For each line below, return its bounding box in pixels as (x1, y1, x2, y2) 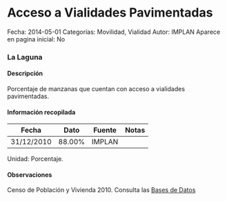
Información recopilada (7, 108, 76, 116)
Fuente (92, 126, 117, 135)
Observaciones (7, 171, 52, 179)
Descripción (7, 69, 43, 77)
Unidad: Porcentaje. (7, 155, 63, 163)
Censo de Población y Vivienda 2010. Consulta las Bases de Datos (7, 186, 196, 194)
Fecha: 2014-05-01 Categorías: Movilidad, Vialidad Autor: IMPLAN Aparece (7, 28, 221, 36)
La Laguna (7, 52, 43, 61)
